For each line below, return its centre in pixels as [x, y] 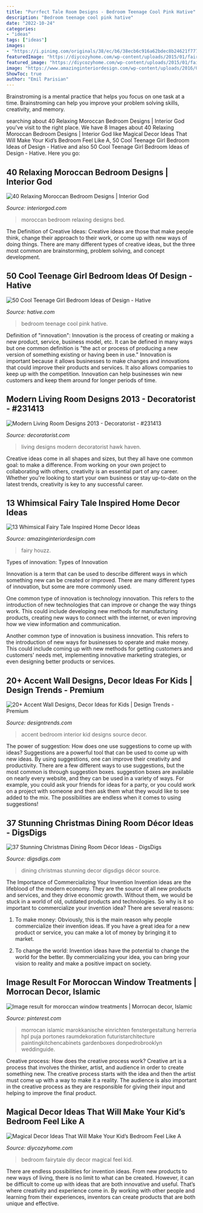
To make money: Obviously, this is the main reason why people [93, 919]
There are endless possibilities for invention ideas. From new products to [97, 1171]
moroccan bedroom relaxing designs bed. [73, 220]
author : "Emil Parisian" [37, 79]
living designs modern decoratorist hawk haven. [81, 447]
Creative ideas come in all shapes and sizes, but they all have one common [100, 458]
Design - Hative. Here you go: [43, 153]
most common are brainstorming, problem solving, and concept [85, 250]
